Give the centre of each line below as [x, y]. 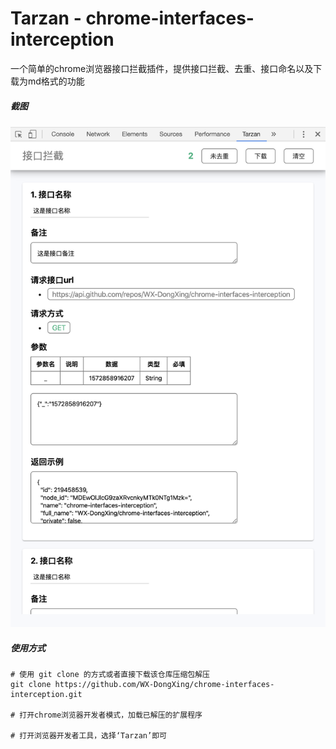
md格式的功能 [56, 81]
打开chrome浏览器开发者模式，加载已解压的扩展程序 [111, 715]
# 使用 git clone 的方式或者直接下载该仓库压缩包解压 [110, 675]
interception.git [46, 695]
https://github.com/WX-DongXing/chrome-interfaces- [164, 685]
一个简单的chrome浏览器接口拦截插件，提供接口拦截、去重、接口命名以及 [162, 68]
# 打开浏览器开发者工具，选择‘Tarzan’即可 [88, 736]
